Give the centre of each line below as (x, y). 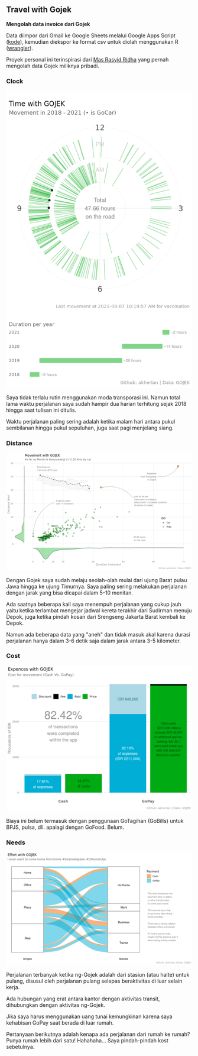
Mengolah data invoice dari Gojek (48, 24)
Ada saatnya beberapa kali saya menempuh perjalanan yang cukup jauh (94, 604)
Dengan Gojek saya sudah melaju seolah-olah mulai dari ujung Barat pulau (97, 580)
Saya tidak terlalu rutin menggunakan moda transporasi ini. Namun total (93, 397)
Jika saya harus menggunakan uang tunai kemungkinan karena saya (89, 1016)
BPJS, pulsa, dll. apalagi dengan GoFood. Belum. (65, 827)
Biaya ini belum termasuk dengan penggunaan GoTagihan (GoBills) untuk (95, 821)
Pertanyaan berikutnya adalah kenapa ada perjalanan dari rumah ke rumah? (98, 1034)
